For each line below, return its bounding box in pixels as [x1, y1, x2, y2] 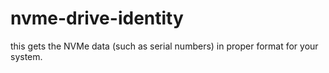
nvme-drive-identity [10, 7, 184, 30]
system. [10, 50, 43, 62]
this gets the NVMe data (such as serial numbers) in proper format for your [10, 40, 319, 52]
